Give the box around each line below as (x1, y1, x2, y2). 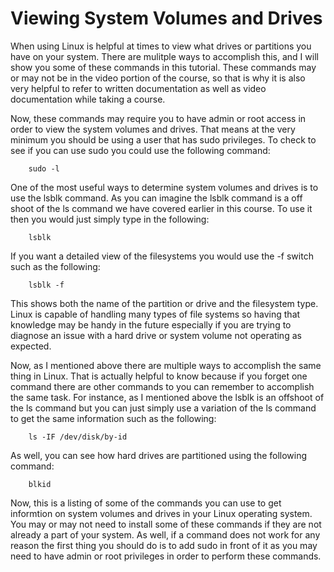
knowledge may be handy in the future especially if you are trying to (10, 318, 292, 331)
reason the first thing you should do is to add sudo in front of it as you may (10, 539, 318, 551)
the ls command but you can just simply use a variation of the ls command (10, 402, 317, 414)
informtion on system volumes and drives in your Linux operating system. (10, 507, 313, 519)
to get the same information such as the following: (10, 412, 217, 424)
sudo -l (28, 163, 60, 174)
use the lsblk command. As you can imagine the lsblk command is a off (10, 192, 303, 204)
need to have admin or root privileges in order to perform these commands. (10, 550, 322, 562)
